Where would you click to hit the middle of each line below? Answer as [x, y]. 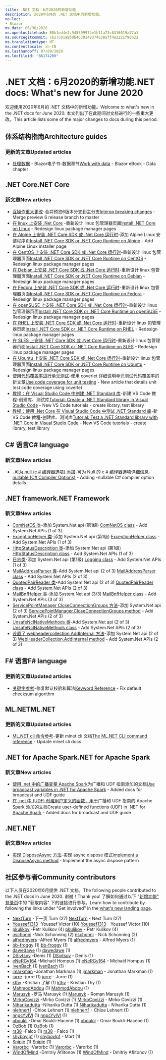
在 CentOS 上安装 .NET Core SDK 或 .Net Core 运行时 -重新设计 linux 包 [84, 252]
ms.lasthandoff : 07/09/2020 [34, 51]
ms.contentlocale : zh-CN [31, 47]
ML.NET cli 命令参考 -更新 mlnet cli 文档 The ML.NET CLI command [80, 736]
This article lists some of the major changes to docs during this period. [86, 119]
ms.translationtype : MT [30, 42]
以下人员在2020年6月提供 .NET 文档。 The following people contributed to [81, 890]
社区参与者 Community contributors [60, 877]
